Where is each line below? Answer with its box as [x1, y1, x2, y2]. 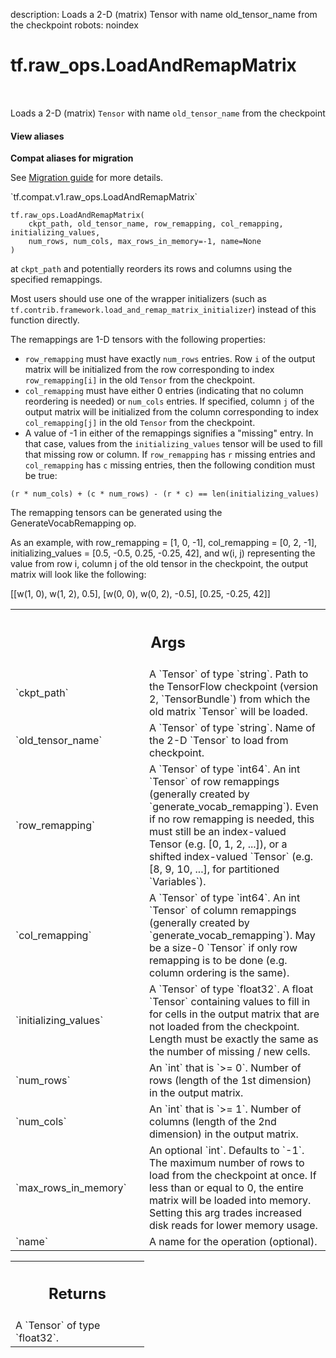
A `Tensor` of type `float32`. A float [149, 982, 314, 996]
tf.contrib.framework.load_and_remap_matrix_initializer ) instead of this [10, 304, 317, 316]
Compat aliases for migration [10, 152, 134, 164]
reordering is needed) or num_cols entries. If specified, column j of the [24, 395, 315, 408]
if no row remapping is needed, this [149, 812, 315, 826]
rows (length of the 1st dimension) [149, 1073, 312, 1087]
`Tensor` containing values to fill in [149, 994, 311, 1008]
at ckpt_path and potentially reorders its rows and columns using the [10, 263, 293, 275]
